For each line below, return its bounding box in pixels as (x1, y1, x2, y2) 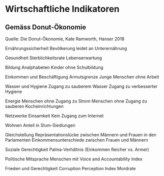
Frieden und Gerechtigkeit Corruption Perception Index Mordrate (5, 166, 136, 171)
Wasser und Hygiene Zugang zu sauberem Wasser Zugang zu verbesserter (5, 83, 158, 89)
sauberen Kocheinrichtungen (5, 103, 64, 109)
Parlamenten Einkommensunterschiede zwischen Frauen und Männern (5, 137, 148, 143)
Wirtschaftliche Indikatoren (5, 3, 120, 15)
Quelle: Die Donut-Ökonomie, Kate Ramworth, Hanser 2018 (5, 36, 125, 42)
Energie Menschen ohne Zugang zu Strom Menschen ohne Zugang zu (5, 98, 147, 104)
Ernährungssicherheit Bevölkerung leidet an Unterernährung (5, 46, 127, 51)
